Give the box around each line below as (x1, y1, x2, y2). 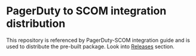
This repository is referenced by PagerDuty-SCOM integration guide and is (6, 36, 190, 43)
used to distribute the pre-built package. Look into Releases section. (6, 43, 174, 50)
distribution (6, 17, 66, 30)
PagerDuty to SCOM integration (6, 4, 167, 18)
